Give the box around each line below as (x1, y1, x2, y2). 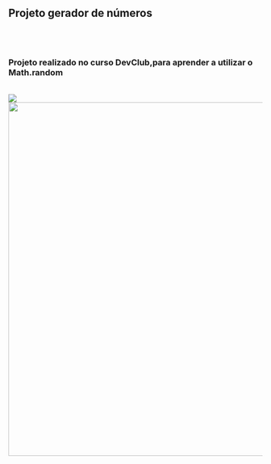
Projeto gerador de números (8, 6, 153, 20)
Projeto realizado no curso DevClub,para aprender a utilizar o (8, 57, 253, 68)
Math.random (8, 66, 63, 78)
